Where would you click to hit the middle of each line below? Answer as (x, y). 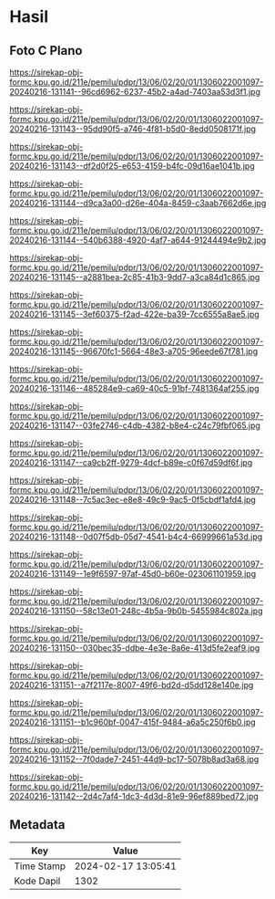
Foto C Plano (46, 51)
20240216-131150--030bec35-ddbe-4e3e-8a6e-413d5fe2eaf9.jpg (135, 648)
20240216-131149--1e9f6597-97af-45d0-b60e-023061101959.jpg (133, 574)
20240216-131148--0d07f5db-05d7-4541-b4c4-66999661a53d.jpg (136, 537)
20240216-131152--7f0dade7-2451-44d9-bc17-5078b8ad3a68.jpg (134, 759)
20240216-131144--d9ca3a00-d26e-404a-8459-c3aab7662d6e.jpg (138, 203)
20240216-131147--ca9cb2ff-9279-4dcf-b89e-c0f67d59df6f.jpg (131, 462)
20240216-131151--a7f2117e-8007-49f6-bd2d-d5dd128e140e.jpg (132, 685)
